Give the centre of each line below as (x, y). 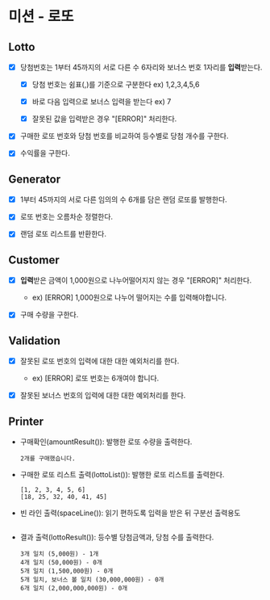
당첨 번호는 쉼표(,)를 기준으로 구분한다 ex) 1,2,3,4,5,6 (116, 85)
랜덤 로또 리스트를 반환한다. (63, 234)
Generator (35, 179)
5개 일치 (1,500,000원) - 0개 (66, 571)
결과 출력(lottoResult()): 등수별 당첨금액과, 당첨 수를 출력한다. (117, 537)
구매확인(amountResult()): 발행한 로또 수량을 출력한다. (106, 442)
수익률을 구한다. (45, 153)
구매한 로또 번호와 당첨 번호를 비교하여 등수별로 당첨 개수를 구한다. (124, 136)
